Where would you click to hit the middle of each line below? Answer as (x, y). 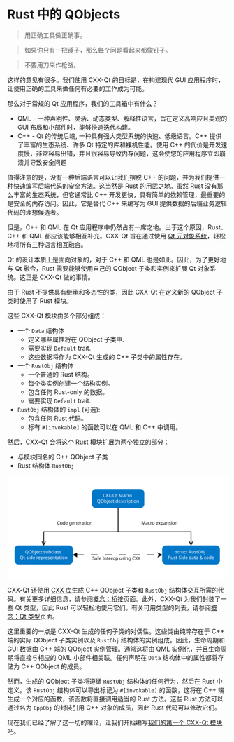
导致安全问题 (48, 162)
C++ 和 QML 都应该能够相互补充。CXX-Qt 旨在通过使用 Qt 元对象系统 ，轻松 (116, 236)
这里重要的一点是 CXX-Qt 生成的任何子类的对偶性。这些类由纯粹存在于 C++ (116, 631)
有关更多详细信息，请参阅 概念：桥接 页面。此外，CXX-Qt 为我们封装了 (120, 599)
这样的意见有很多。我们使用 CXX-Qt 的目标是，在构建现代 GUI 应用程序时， (116, 80)
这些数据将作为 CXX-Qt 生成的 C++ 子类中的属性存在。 (107, 357)
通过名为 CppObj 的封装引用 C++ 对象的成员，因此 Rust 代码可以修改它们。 (114, 707)
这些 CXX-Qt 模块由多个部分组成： (57, 316)
